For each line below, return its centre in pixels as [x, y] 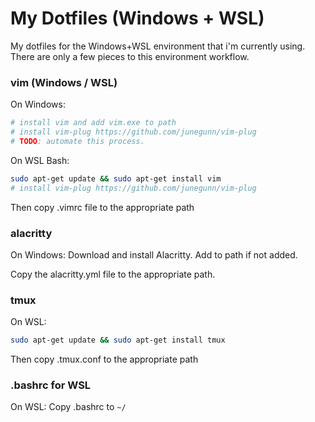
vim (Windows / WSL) [64, 82]
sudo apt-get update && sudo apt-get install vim [116, 178]
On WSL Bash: [40, 160]
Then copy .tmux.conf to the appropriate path [104, 359]
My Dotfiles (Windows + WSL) [137, 18]
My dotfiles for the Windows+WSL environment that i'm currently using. [158, 46]
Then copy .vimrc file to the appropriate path [102, 207]
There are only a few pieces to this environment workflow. [130, 56]
